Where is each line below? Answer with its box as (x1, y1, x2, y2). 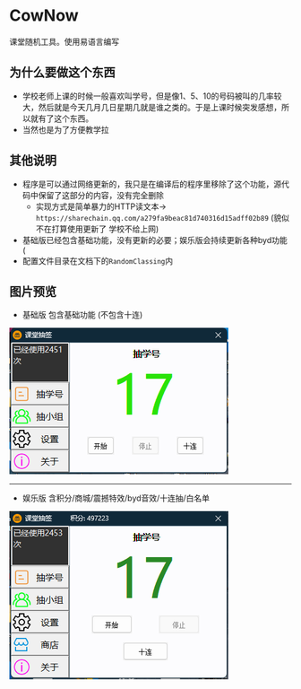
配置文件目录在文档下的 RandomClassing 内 (21, 255, 174, 266)
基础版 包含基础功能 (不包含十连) (21, 310, 143, 320)
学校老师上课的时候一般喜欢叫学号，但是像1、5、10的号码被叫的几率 (21, 91, 275, 101)
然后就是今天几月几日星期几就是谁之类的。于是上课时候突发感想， (38, 101, 282, 112)
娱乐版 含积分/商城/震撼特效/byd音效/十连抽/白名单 (21, 493, 211, 503)
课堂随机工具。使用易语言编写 (9, 36, 119, 47)
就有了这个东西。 (30, 113, 94, 124)
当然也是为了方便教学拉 (21, 124, 109, 135)
